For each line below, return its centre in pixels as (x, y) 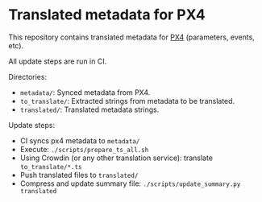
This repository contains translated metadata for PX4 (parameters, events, (132, 37)
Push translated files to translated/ (79, 175)
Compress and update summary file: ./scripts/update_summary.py (130, 183)
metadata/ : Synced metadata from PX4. (85, 92)
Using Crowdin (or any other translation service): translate (116, 158)
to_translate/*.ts (51, 167)
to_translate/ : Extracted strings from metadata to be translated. (127, 101)
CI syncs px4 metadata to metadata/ (80, 140)
